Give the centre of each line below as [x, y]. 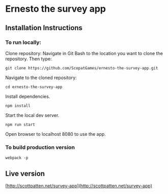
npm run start [20, 125]
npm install [18, 106]
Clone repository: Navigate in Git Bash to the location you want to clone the [84, 53]
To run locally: [23, 42]
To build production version [40, 147]
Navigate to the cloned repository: [41, 78]
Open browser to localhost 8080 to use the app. [55, 134]
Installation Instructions [44, 28]
